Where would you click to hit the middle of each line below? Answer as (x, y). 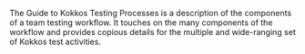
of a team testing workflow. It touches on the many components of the (141, 22)
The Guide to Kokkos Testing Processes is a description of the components (151, 13)
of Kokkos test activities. (56, 41)
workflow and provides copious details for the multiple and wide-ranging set (152, 32)
